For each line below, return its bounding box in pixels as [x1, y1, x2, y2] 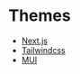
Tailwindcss [21, 44, 66, 55]
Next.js [21, 35, 49, 46]
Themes [8, 5, 71, 26]
